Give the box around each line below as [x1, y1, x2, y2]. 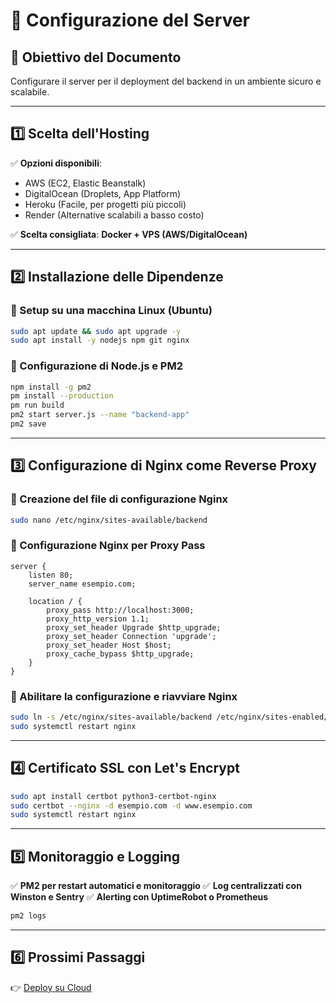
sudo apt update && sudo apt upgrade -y [10, 326, 182, 336]
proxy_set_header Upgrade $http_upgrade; [46, 622, 222, 633]
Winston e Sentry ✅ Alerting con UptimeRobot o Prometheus [10, 891, 269, 903]
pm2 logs [10, 911, 47, 921]
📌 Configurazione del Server [10, 9, 250, 32]
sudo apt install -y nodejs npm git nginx [10, 335, 190, 346]
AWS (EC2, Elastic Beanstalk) [24, 177, 147, 189]
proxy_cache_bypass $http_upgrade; [46, 649, 195, 659]
